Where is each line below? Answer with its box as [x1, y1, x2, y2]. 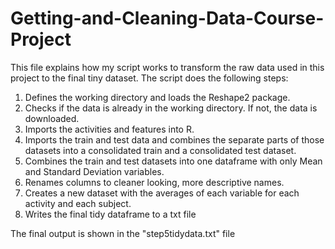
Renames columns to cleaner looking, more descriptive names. [24, 176, 285, 188]
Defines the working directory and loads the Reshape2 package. [24, 91, 291, 103]
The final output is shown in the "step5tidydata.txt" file [10, 227, 236, 239]
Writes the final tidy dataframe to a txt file [24, 208, 197, 220]
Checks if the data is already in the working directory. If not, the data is [24, 102, 318, 114]
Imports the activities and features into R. [24, 123, 195, 135]
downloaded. [24, 112, 80, 124]
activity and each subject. [24, 197, 132, 209]
